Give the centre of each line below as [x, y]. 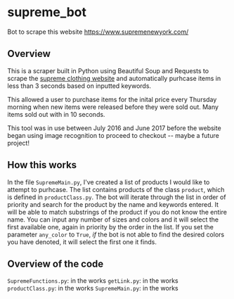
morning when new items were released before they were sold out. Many [113, 107]
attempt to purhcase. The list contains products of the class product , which [116, 189]
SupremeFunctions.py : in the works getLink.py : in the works [93, 281]
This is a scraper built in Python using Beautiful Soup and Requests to [108, 70]
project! [19, 143]
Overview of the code [56, 263]
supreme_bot [47, 12]
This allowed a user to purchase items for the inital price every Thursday [112, 99]
